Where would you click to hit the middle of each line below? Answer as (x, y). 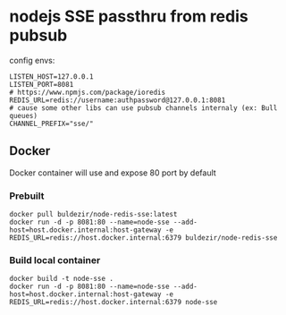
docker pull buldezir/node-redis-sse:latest (93, 215)
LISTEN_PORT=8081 (42, 84)
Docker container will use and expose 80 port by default (113, 173)
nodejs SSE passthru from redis (129, 17)
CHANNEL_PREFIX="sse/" (51, 123)
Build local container (55, 260)
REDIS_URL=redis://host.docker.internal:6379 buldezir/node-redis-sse (143, 238)
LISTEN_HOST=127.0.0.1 (51, 77)
